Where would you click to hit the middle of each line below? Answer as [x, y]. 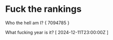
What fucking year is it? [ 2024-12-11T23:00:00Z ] [57, 32]
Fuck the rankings [43, 9]
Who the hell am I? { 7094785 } [37, 23]
